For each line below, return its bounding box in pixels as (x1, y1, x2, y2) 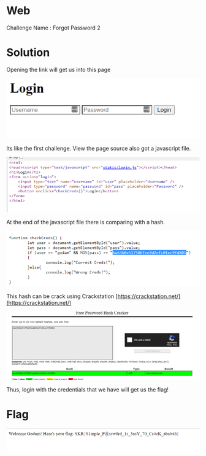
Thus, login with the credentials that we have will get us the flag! (6, 386, 169, 393)
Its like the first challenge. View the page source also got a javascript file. (6, 144, 191, 152)
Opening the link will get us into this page (6, 66, 111, 73)
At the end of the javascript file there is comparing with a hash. (6, 219, 166, 226)
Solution (6, 45, 50, 60)
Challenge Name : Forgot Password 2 (6, 24, 101, 31)
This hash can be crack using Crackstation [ (6, 293, 118, 300)
